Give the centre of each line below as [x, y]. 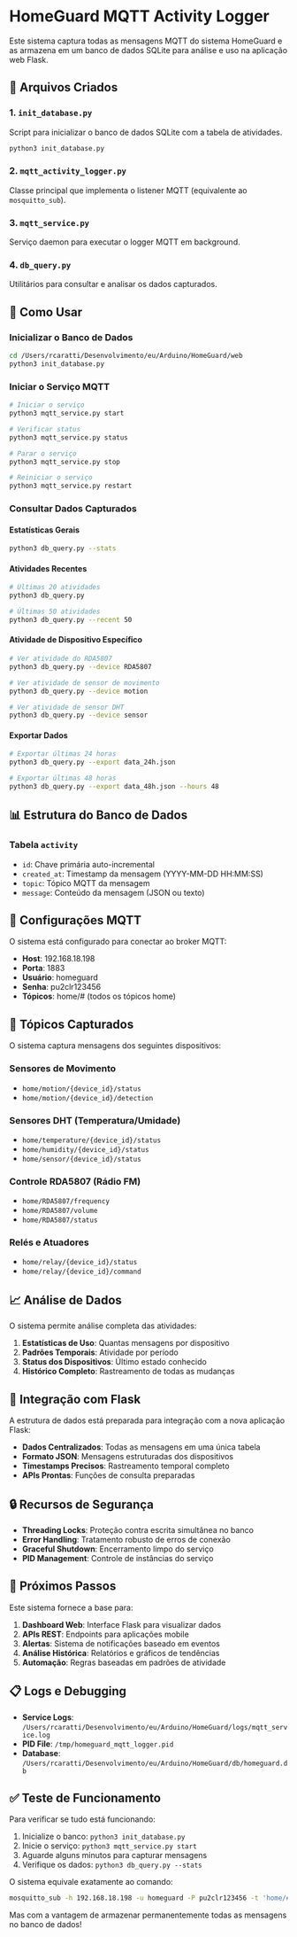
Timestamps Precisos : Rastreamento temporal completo [126, 1466]
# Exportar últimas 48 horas [63, 778]
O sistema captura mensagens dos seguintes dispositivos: [115, 1046]
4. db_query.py [40, 265]
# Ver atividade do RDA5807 [61, 659]
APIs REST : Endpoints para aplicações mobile [106, 1634]
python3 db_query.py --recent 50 [71, 619]
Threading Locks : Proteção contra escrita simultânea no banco [138, 1529]
